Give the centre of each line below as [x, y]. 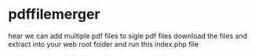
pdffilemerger [54, 14]
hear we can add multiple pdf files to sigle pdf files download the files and [128, 36]
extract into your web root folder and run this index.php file [103, 44]
